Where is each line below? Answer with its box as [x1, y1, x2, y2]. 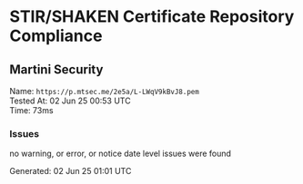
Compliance [9, 25, 103, 46]
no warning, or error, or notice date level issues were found [9, 148, 232, 160]
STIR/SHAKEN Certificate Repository [9, 6, 295, 27]
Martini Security [9, 62, 104, 77]
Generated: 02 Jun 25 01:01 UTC [9, 166, 132, 177]
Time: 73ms [9, 105, 54, 115]
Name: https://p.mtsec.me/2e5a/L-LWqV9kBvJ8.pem [9, 86, 200, 96]
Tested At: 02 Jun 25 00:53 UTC [9, 95, 131, 106]
